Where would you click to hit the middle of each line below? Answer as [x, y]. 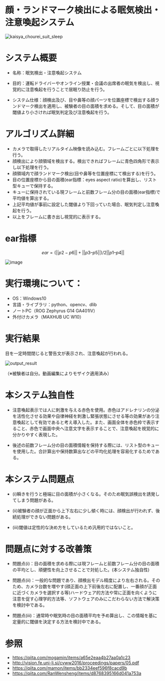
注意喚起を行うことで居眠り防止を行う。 [66, 89]
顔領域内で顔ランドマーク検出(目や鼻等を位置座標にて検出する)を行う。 [85, 173]
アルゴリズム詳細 [40, 134]
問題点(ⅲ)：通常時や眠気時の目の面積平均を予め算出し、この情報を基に [85, 616]
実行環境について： [44, 284]
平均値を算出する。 [32, 198]
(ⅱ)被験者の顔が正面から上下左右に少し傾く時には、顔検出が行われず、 [84, 510]
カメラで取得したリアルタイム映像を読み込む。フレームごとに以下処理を [86, 148]
